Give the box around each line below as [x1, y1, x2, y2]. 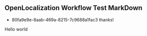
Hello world [4, 26, 28, 32]
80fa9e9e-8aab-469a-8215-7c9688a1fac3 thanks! [11, 17, 114, 22]
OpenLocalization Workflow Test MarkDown [4, 4, 143, 12]
